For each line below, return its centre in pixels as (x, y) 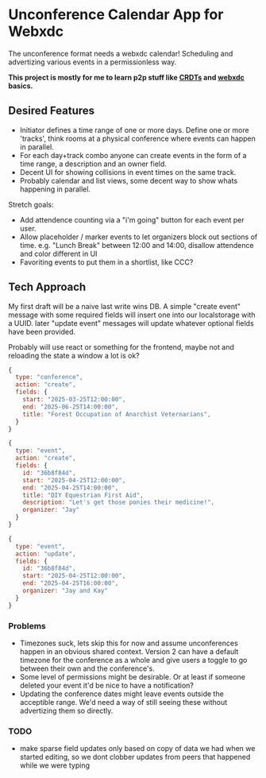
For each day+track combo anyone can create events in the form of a (133, 155)
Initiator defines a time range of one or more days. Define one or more (134, 130)
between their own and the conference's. (87, 668)
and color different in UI (58, 254)
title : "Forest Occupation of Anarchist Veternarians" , (117, 414)
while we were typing (54, 765)
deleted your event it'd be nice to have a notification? (107, 685)
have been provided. (42, 331)
